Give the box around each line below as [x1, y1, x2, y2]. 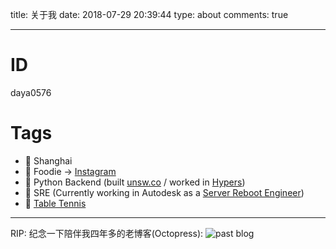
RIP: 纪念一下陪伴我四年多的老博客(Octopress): [10, 227, 204, 239]
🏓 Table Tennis [24, 197, 87, 209]
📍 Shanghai [24, 154, 73, 167]
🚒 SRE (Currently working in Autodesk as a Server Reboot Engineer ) [24, 186, 305, 198]
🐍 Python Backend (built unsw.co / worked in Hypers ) [24, 176, 246, 188]
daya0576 [10, 86, 52, 98]
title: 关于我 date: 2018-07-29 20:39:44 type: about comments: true [10, 9, 289, 20]
